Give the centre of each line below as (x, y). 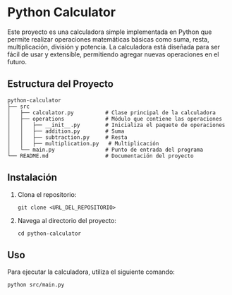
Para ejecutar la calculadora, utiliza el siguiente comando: (91, 272)
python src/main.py (36, 285)
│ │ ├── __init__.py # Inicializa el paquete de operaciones (116, 125)
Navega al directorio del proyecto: (67, 220)
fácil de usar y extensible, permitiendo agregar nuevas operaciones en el (113, 54)
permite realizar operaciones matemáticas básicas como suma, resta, (108, 39)
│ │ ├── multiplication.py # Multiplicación (83, 143)
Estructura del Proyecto (61, 84)
